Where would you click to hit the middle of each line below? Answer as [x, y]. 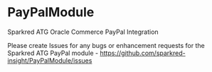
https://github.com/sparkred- [143, 53]
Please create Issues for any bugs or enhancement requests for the [106, 45]
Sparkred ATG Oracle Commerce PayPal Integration [83, 32]
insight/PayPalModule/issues [50, 60]
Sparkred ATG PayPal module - [53, 53]
